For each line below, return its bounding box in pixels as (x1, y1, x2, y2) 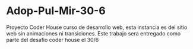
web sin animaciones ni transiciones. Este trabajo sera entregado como (6, 30, 181, 37)
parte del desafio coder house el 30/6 (6, 36, 99, 43)
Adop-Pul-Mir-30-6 (6, 4, 106, 18)
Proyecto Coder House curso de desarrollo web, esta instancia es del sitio (6, 24, 188, 31)
